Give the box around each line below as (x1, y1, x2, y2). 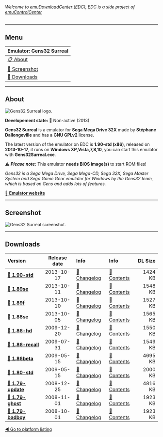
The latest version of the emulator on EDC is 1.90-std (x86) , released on (5, 141, 150, 147)
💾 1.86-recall (7, 342, 39, 348)
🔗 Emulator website (5, 190, 45, 196)
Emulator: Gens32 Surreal (7, 47, 69, 54)
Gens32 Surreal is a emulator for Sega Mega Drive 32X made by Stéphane (5, 126, 157, 133)
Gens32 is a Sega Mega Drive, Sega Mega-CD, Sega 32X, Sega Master (5, 170, 149, 176)
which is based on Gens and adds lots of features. (5, 181, 106, 187)
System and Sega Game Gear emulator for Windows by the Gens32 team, (5, 175, 153, 181)
